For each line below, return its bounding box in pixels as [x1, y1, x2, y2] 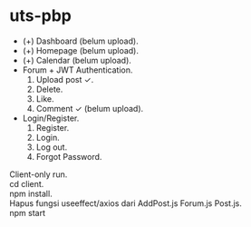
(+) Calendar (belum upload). [22, 54, 131, 65]
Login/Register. [22, 113, 80, 123]
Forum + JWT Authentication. [22, 64, 133, 75]
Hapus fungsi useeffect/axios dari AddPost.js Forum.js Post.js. [9, 197, 242, 209]
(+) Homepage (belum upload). [22, 44, 139, 55]
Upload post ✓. [35, 74, 94, 84]
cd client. [9, 178, 44, 189]
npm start [9, 207, 46, 218]
